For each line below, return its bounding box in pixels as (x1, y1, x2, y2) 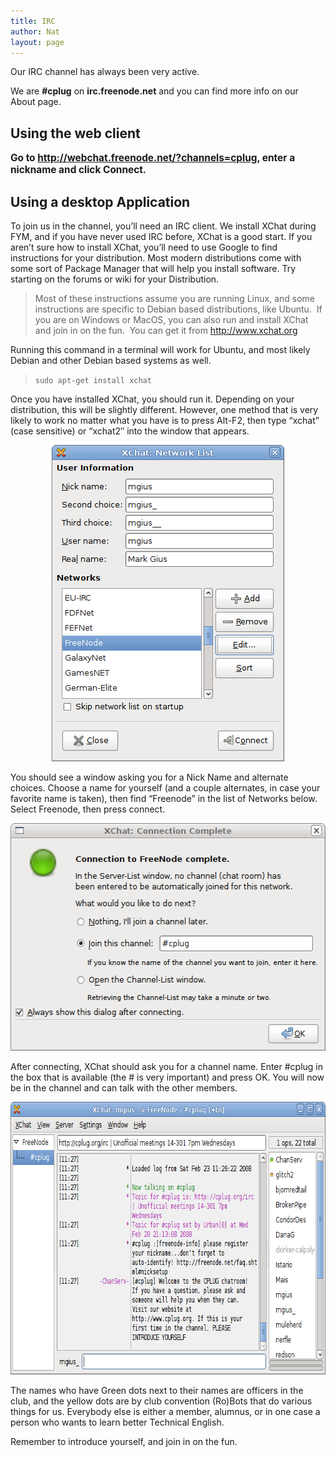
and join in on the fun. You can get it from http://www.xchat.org (34, 325, 298, 336)
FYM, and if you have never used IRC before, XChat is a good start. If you (10, 231, 313, 242)
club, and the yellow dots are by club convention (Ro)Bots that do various (10, 1395, 313, 1407)
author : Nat (10, 26, 60, 37)
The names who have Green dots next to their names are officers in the (10, 1385, 304, 1396)
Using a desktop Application (10, 193, 191, 210)
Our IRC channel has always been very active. (10, 66, 200, 78)
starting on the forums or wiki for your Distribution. (10, 273, 220, 285)
